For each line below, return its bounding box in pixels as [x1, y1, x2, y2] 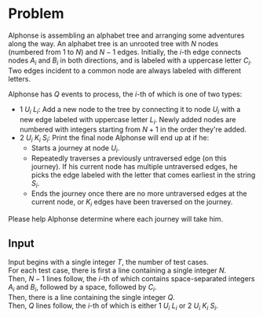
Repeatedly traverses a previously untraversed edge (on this [31, 154, 227, 163]
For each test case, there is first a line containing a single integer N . [8, 266, 227, 275]
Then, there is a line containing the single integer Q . [8, 293, 175, 302]
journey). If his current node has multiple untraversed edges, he [31, 161, 238, 171]
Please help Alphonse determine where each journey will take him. [8, 214, 224, 223]
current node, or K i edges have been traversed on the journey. [31, 197, 233, 208]
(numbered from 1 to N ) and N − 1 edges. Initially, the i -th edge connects [8, 47, 242, 56]
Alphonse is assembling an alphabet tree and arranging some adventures [8, 31, 245, 40]
